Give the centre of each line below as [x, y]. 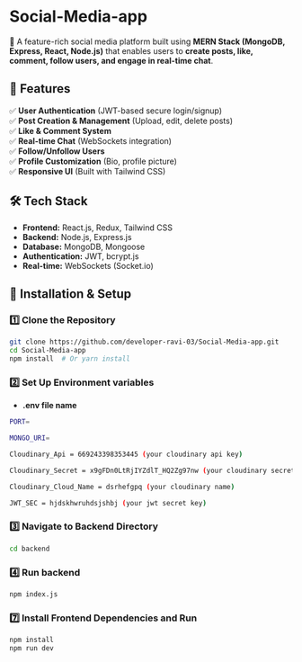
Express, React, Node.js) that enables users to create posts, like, [131, 50]
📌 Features [40, 89]
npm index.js [34, 594]
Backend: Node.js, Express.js [77, 237]
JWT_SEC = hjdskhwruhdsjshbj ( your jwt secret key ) [108, 503]
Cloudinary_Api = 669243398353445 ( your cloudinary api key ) [126, 454]
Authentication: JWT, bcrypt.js [80, 256]
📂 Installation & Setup [71, 294]
